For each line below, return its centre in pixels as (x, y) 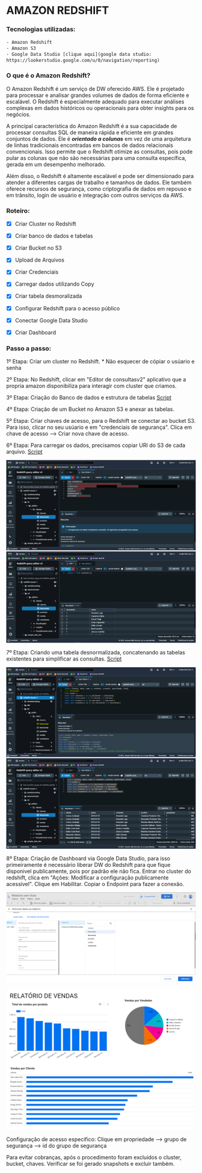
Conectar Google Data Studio (51, 320)
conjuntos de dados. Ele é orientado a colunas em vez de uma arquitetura (99, 138)
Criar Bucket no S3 (38, 248)
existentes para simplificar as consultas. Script (64, 659)
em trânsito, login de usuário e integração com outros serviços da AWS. (95, 195)
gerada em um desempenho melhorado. (56, 164)
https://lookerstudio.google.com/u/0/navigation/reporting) (83, 61)
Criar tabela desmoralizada (48, 296)
